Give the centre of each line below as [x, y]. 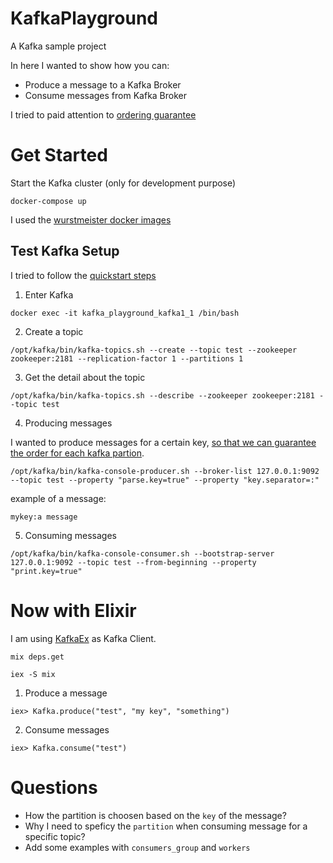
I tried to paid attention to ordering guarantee [103, 114]
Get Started [59, 155]
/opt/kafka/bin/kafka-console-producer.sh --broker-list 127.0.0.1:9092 [165, 471]
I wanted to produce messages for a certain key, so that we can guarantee [163, 442]
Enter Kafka [49, 294]
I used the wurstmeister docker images [91, 219]
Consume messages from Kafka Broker [106, 95]
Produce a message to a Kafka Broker [103, 84]
